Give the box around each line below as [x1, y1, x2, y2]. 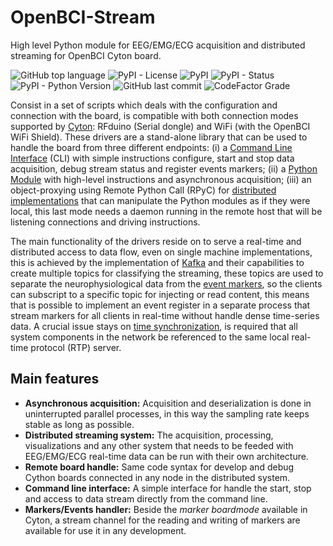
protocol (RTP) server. [30, 341, 122, 353]
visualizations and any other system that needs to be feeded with [24, 439, 294, 451]
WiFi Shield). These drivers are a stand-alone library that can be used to [10, 131, 308, 143]
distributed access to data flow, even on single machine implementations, [10, 246, 313, 258]
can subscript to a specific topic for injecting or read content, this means [10, 288, 310, 300]
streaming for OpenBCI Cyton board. [10, 49, 162, 61]
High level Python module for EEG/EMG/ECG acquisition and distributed [10, 39, 306, 51]
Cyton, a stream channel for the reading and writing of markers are [24, 514, 301, 526]
